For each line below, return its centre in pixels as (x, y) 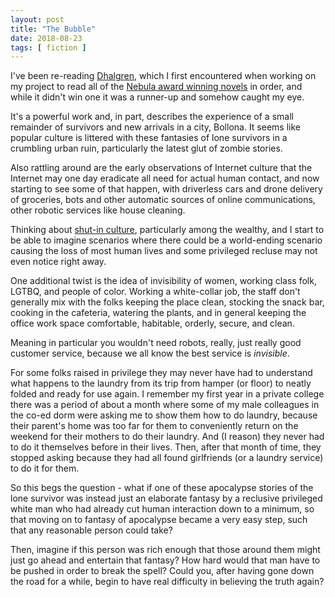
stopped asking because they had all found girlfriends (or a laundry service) (167, 458)
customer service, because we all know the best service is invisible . (150, 353)
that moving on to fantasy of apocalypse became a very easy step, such (159, 520)
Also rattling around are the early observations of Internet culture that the (161, 168)
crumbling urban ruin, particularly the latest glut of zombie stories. (146, 148)
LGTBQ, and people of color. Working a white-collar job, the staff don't (155, 292)
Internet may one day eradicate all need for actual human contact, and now (165, 178)
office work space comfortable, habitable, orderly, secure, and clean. (152, 323)
